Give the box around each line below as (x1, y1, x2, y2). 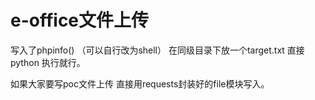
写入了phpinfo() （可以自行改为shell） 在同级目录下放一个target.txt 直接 (10, 44, 305, 56)
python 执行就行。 (10, 56, 86, 68)
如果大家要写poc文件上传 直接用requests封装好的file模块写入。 (10, 77, 270, 90)
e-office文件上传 (10, 9, 150, 32)
